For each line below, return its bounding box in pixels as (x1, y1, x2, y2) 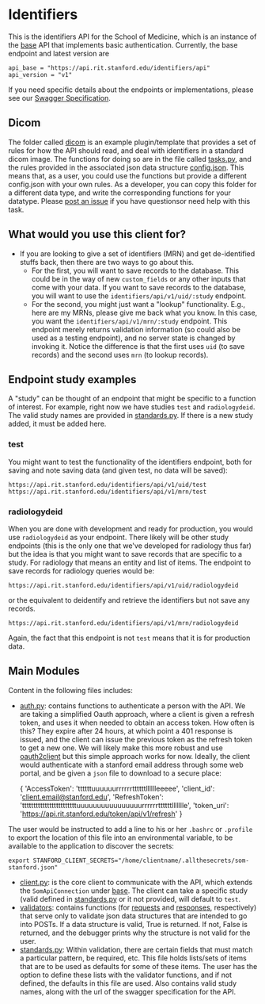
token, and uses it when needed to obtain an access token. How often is (19, 718, 255, 727)
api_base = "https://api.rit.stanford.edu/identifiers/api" (8, 63, 211, 72)
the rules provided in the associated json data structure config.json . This (8, 163, 244, 172)
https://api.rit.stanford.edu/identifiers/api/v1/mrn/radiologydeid (8, 619, 239, 627)
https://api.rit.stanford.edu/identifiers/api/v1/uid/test (8, 481, 207, 489)
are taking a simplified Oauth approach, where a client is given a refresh (19, 709, 255, 719)
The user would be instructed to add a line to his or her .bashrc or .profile (8, 824, 253, 833)
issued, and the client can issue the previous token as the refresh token (19, 734, 253, 744)
